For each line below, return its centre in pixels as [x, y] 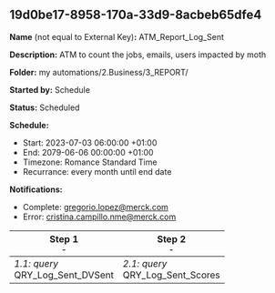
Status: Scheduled [45, 107]
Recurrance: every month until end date [97, 171]
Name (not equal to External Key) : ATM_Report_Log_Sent [117, 36]
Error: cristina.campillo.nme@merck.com [99, 217]
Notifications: [36, 189]
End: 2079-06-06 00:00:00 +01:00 [88, 152]
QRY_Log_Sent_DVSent [64, 275]
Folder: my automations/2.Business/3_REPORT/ [99, 72]
